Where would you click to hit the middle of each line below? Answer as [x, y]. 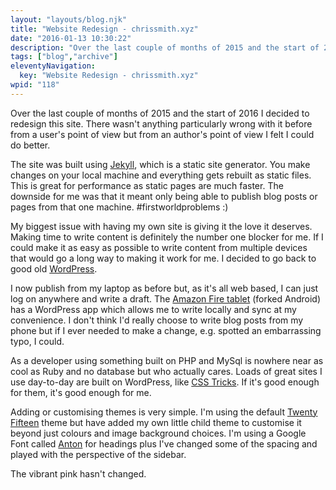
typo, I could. [37, 341]
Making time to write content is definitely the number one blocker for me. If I [167, 237]
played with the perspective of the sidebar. [98, 454]
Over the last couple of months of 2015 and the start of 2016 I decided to [160, 113]
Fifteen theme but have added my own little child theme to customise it [156, 422]
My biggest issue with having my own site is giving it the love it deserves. [161, 226]
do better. [30, 145]
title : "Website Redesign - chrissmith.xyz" [104, 29]
